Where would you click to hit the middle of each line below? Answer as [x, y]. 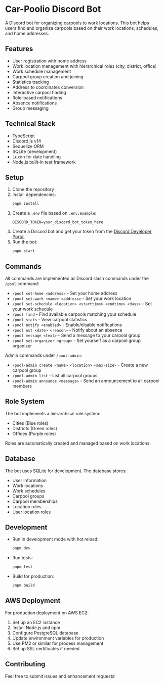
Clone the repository [33, 190]
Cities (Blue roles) [30, 423]
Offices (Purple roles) [34, 434]
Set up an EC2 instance [36, 622]
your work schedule [33, 309]
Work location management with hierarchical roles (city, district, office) [84, 66]
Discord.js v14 [27, 141]
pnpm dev [21, 548]
